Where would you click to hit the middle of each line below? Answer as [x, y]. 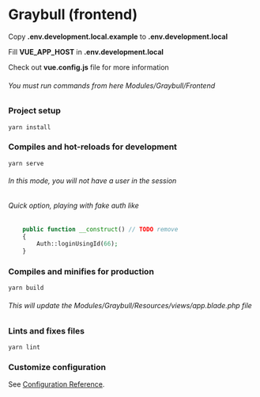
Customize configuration [57, 367]
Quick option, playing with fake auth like [74, 206]
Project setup [34, 111]
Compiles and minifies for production [81, 272]
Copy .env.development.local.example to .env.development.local [118, 36]
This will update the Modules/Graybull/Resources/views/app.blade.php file [130, 306]
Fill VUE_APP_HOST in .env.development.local [86, 52]
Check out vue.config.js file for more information [89, 67]
